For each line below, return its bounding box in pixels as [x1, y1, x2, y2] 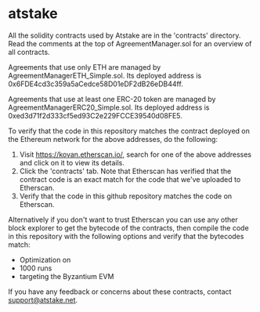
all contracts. [8, 47, 50, 56]
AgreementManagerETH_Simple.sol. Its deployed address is [8, 71, 202, 80]
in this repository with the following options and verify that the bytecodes [8, 231, 244, 241]
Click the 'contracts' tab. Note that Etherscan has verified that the [19, 166, 232, 176]
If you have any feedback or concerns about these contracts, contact [8, 287, 232, 296]
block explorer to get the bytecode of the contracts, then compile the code [8, 223, 249, 232]
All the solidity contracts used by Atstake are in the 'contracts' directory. [8, 31, 241, 40]
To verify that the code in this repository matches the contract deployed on [8, 126, 251, 136]
